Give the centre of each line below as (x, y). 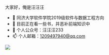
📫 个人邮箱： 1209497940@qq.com (49, 36)
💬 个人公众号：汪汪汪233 (38, 30)
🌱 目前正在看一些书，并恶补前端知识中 (51, 24)
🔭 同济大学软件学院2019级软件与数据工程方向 (58, 18)
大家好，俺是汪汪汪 (25, 7)
